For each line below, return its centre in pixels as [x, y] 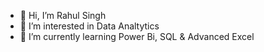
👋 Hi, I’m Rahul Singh [63, 15]
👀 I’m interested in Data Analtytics [89, 26]
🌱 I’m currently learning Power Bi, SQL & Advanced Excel [137, 36]
